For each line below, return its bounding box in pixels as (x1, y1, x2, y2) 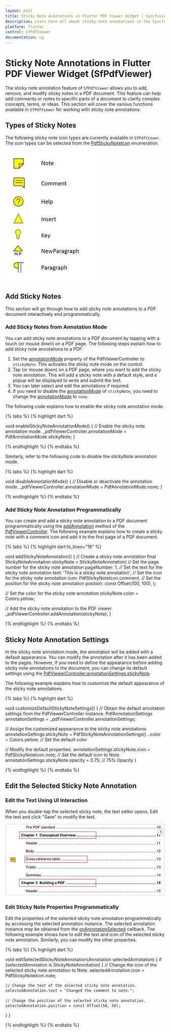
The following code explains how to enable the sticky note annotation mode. (5, 403, 164, 409)
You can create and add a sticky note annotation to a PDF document (5, 518, 148, 524)
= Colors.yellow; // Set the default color (5, 736, 88, 743)
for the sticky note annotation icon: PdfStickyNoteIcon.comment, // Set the (5, 575, 161, 581)
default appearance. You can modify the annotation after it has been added (5, 654, 162, 660)
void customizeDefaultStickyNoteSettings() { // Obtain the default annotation (5, 705, 165, 711)
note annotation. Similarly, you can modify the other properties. (5, 937, 137, 943)
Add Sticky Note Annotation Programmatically (5, 506, 121, 513)
